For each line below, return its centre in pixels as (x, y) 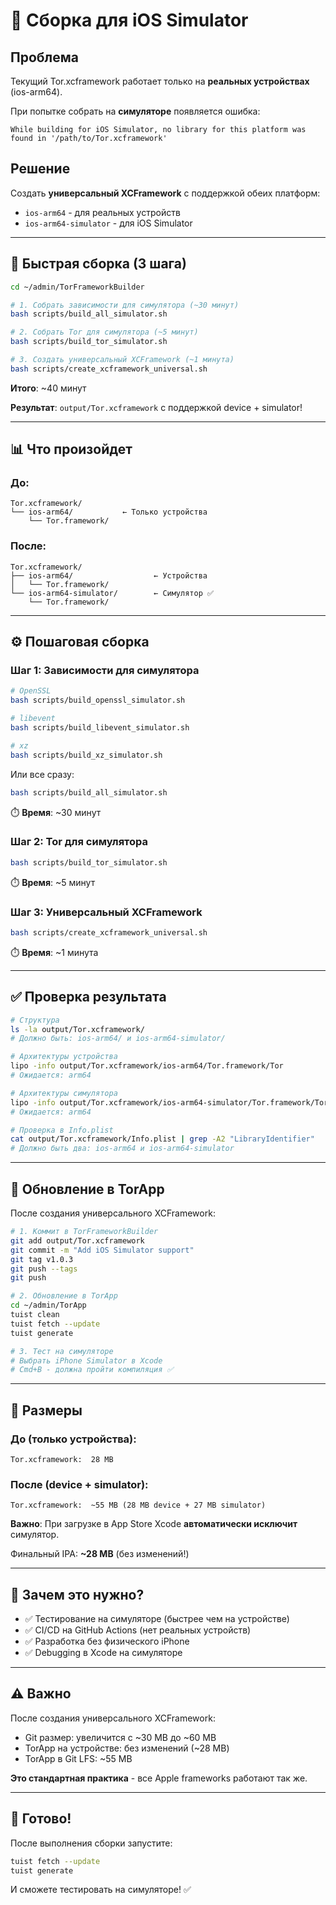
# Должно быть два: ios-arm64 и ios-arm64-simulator (122, 1149)
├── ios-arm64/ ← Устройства (109, 575)
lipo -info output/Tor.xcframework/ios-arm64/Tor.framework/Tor (147, 1066)
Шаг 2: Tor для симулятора (79, 842)
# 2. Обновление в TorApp (64, 1296)
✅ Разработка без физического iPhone (107, 1641)
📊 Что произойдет (71, 449)
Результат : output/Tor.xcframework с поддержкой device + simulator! (156, 407)
